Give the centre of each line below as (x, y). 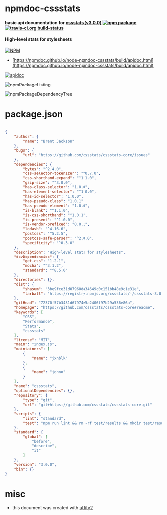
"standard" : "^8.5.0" (45, 271)
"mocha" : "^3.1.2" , (43, 266)
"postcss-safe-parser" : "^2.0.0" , (59, 238)
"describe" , (44, 446)
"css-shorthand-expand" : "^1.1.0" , (60, 178)
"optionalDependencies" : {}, (44, 391)
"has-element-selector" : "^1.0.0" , (60, 192)
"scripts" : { (28, 414)
